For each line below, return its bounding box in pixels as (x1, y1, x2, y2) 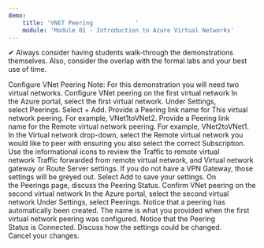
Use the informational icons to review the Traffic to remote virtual (8, 147, 220, 156)
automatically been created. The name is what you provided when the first (8, 206, 250, 216)
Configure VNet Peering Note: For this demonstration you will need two (8, 80, 240, 89)
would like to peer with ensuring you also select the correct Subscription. (8, 139, 246, 148)
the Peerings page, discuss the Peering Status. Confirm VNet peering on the (8, 181, 256, 190)
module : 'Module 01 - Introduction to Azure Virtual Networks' (22, 26, 235, 34)
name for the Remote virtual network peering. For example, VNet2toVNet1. (8, 122, 250, 131)
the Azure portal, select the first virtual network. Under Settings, (8, 96, 217, 107)
